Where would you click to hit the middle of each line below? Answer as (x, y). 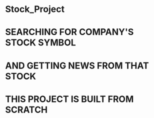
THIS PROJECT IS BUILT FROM (69, 99)
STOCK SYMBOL (40, 43)
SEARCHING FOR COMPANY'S (69, 32)
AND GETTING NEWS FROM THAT (77, 65)
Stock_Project (35, 9)
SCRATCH (26, 110)
